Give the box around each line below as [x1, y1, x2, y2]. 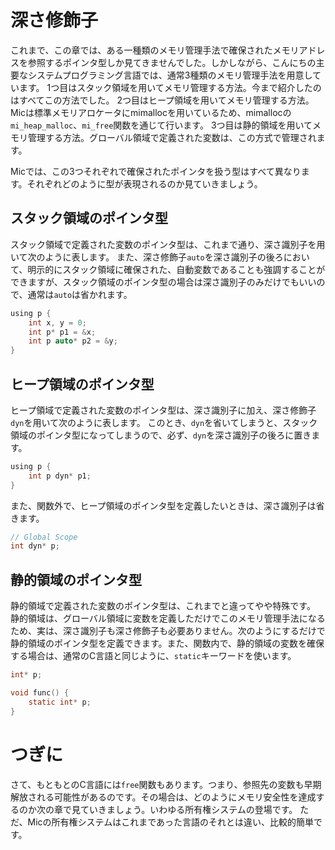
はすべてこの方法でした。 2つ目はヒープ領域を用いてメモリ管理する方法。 [10, 94, 315, 106]
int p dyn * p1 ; [28, 471, 92, 481]
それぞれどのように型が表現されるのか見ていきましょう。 [26, 177, 263, 190]
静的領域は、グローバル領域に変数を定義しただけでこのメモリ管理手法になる [10, 612, 326, 625]
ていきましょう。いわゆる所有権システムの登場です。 [79, 803, 298, 815]
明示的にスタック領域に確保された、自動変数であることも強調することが [27, 263, 326, 275]
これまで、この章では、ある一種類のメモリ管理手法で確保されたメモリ [10, 44, 300, 56]
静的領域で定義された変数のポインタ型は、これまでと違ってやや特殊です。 [10, 600, 316, 612]
